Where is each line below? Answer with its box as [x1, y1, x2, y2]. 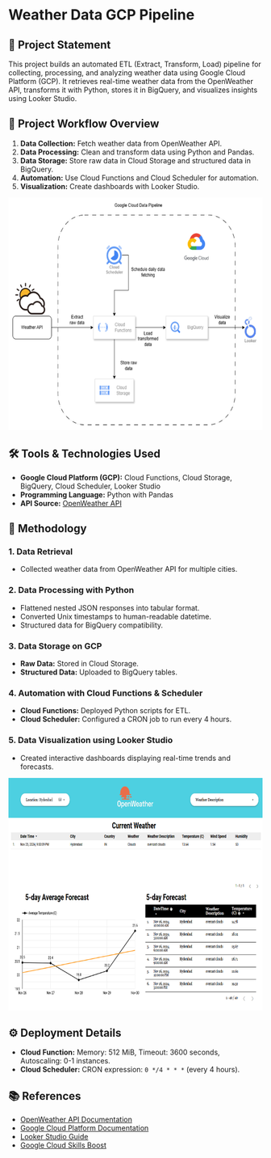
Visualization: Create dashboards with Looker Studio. [19, 181, 200, 191]
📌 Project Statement [8, 38, 111, 52]
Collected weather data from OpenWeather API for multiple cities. [19, 564, 238, 574]
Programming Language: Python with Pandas [19, 489, 173, 499]
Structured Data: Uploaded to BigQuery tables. [19, 667, 178, 677]
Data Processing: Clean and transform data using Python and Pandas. [19, 147, 255, 157]
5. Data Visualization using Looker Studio [8, 734, 173, 746]
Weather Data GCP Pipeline [8, 6, 195, 24]
